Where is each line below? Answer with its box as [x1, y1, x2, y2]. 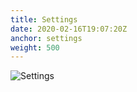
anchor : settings [10, 33, 83, 43]
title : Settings [10, 14, 78, 25]
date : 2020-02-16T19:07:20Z [10, 24, 128, 34]
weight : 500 [10, 42, 60, 53]
